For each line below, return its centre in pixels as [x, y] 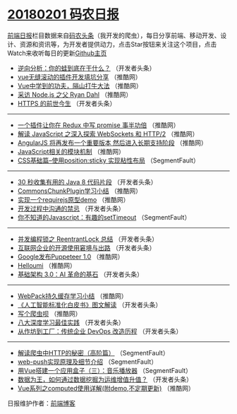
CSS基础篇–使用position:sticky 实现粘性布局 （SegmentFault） [108, 160]
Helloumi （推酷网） [47, 265]
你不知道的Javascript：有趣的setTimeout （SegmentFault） [104, 217]
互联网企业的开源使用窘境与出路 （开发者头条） [86, 247]
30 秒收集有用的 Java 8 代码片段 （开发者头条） [87, 182]
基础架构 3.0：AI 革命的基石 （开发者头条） [80, 274]
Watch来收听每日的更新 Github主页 [57, 53]
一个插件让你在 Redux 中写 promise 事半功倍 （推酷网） [98, 125]
